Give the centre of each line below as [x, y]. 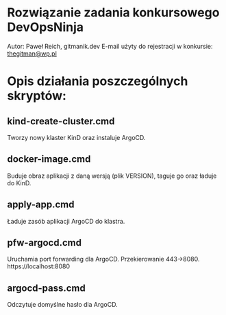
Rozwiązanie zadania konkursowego [113, 13]
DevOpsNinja [46, 27]
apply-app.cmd [41, 205]
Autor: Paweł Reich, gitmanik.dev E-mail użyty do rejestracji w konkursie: [110, 46]
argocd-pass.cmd [46, 288]
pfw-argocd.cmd [45, 243]
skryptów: [37, 96]
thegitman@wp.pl [32, 54]
